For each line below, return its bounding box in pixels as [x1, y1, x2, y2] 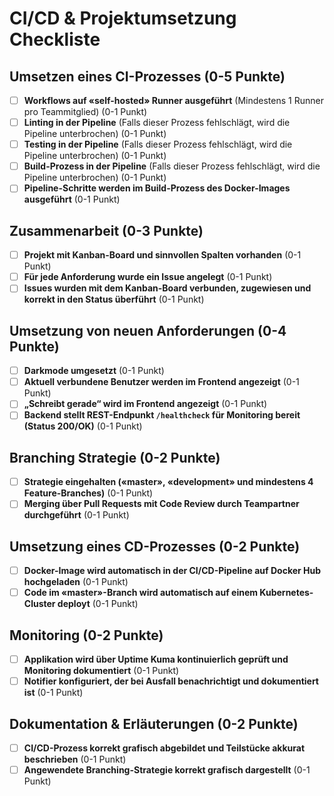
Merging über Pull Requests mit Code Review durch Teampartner [23, 498, 300, 510]
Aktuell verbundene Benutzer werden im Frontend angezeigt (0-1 [23, 376, 300, 388]
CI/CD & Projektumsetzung [9, 7, 237, 30]
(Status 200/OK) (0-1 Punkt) [23, 420, 143, 432]
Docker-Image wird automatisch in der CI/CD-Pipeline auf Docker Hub [23, 565, 322, 577]
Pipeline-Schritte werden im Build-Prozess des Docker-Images [23, 182, 291, 194]
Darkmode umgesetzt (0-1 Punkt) [23, 365, 165, 377]
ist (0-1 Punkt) [23, 687, 84, 699]
